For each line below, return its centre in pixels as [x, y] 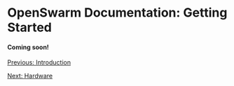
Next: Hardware [30, 76]
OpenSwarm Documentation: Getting [117, 13]
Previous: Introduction [39, 62]
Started [30, 27]
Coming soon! [28, 47]
